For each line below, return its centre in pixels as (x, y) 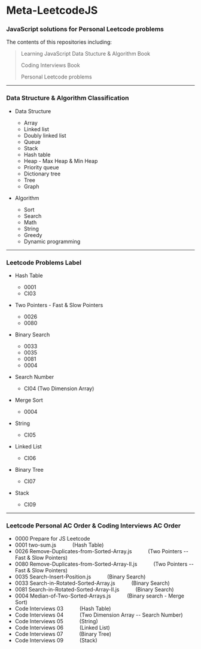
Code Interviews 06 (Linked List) (63, 628)
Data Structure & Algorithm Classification (68, 98)
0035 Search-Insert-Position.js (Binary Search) (80, 577)
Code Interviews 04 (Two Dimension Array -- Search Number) (99, 615)
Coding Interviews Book (50, 65)
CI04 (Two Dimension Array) (59, 389)
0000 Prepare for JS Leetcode (53, 539)
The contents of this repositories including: (59, 42)
